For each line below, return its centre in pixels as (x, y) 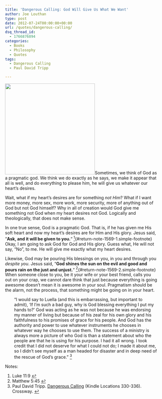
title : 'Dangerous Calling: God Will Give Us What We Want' (67, 9)
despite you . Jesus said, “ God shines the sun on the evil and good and (76, 263)
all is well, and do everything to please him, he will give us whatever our (76, 183)
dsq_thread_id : (20, 32)
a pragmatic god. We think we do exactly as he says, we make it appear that (81, 178)
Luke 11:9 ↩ (24, 376)
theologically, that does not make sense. (45, 218)
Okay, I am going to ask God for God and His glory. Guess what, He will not (80, 244)
